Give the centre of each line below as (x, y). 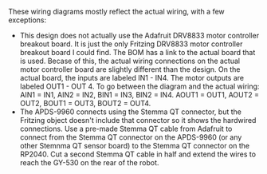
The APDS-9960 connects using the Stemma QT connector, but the (130, 112)
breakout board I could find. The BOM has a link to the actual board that (137, 52)
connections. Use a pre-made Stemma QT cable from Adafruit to (126, 129)
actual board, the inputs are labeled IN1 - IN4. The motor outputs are (132, 78)
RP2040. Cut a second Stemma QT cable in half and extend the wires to (138, 154)
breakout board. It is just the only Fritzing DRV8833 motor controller (131, 44)
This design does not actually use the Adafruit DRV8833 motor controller (139, 36)
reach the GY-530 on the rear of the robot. (89, 162)
